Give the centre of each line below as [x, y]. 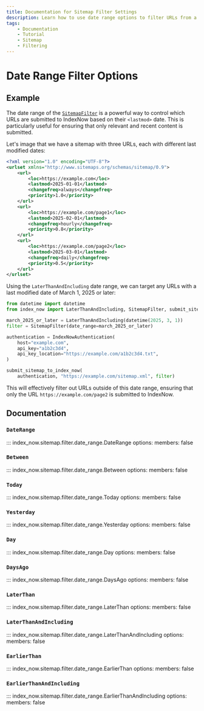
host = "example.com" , [43, 343]
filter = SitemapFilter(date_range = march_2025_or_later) [80, 326]
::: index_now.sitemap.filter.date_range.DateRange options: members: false [100, 442]
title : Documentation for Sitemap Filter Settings [72, 12]
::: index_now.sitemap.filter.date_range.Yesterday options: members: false [98, 525]
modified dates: [26, 150]
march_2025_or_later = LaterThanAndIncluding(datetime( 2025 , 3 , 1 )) [95, 320]
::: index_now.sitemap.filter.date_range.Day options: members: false [91, 552]
